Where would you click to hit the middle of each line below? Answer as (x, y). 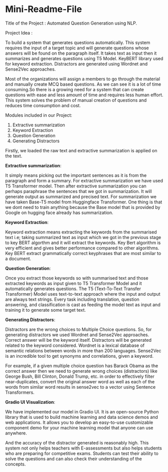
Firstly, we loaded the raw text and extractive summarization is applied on (81, 150)
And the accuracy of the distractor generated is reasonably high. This (77, 442)
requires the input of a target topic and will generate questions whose (77, 48)
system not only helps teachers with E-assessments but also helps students (83, 448)
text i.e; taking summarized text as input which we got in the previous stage (83, 237)
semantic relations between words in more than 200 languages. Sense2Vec (83, 350)
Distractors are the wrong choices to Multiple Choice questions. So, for (78, 329)
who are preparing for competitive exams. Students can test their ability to (82, 453)
